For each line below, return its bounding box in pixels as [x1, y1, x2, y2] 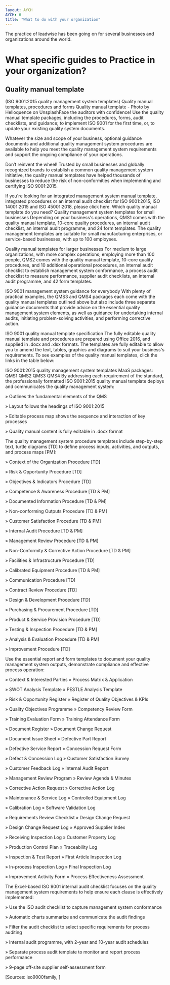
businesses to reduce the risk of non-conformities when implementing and [5, 177, 161, 184]
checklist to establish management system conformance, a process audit [5, 267, 158, 274]
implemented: [5, 894, 34, 901]
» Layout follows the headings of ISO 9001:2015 [5, 403, 105, 409]
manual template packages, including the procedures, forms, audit [5, 115, 144, 121]
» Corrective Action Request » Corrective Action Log [5, 785, 115, 791]
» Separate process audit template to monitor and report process [5, 949, 141, 955]
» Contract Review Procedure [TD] [5, 587, 77, 593]
